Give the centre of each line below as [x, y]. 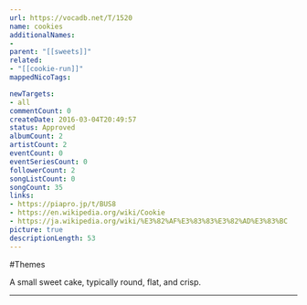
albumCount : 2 [37, 137]
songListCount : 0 [42, 179]
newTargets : [32, 94]
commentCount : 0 [40, 110]
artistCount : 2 [38, 145]
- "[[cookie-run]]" [47, 69]
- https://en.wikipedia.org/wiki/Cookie [88, 213]
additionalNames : [42, 35]
